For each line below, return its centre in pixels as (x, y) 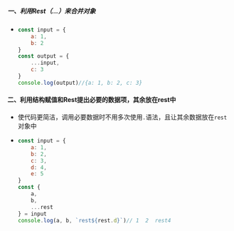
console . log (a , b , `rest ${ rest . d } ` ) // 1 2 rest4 (94, 220)
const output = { (43, 56)
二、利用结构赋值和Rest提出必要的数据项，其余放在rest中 (92, 100)
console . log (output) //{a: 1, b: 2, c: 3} (80, 83)
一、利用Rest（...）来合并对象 (52, 11)
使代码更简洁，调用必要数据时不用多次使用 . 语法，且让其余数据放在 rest (122, 117)
